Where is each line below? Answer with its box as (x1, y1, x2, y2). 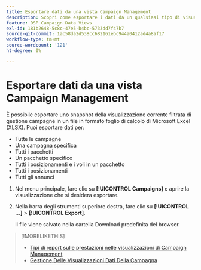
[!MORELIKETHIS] (20, 232, 65, 240)
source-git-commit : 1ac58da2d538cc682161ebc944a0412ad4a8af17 (6, 31, 165, 37)
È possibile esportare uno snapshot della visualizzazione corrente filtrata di (6, 111, 191, 118)
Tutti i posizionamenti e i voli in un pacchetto (14, 161, 125, 168)
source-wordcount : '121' (6, 42, 68, 48)
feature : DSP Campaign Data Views (6, 20, 93, 26)
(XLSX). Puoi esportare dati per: (6, 124, 85, 131)
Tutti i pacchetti (14, 148, 54, 155)
